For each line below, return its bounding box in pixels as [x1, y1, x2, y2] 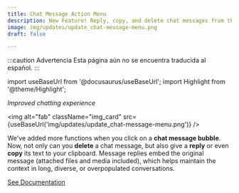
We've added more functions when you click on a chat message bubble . [7, 134, 221, 142]
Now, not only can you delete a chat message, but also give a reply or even [7, 142, 229, 150]
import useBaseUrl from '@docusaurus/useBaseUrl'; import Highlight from [7, 78, 225, 86]
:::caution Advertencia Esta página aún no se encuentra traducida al [7, 56, 206, 65]
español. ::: [7, 63, 41, 72]
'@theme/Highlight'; [7, 85, 66, 93]
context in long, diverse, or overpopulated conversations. [7, 165, 176, 173]
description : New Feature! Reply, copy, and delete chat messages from [7, 17, 224, 24]
